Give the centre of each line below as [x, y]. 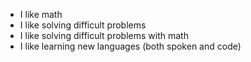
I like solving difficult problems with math [104, 35]
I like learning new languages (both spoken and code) [130, 46]
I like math [41, 14]
